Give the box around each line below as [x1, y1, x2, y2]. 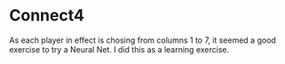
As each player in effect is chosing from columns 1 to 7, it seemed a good [9, 35, 277, 45]
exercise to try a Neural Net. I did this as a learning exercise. [9, 44, 229, 54]
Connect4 [9, 5, 84, 26]
